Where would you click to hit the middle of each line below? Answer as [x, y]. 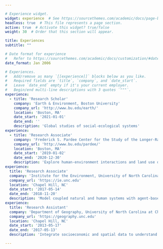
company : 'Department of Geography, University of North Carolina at [81, 212]
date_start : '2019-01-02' [40, 153]
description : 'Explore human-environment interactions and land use [84, 162]
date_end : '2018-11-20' [33, 194]
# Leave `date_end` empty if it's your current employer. [67, 86]
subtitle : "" [18, 45]
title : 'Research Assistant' [39, 207]
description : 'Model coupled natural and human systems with [73, 198]
